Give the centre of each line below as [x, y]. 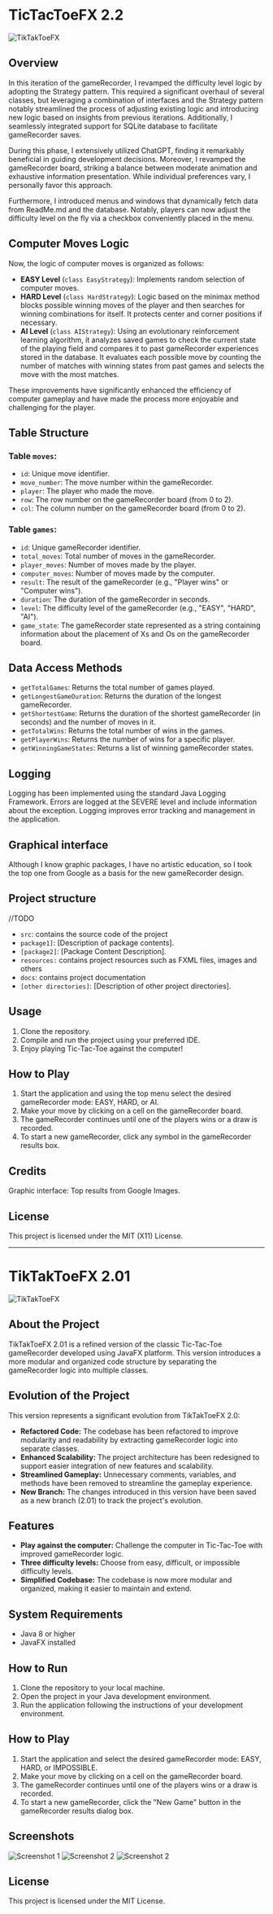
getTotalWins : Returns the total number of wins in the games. [122, 731]
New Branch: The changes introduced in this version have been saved [138, 1491]
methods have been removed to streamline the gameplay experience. [136, 1483]
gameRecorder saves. [45, 134]
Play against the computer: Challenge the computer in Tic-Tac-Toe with [141, 1545]
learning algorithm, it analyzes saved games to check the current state [138, 339]
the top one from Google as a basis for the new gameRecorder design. [126, 873]
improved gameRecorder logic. [72, 1554]
